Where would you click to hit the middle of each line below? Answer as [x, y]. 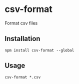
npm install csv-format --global [39, 50]
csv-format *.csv [23, 77]
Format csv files [21, 23]
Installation [22, 39]
